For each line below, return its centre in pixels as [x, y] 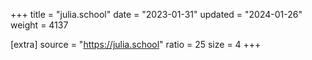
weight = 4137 [39, 25]
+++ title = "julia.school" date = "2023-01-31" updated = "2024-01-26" [156, 14]
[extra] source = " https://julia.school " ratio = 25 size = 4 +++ [136, 44]
